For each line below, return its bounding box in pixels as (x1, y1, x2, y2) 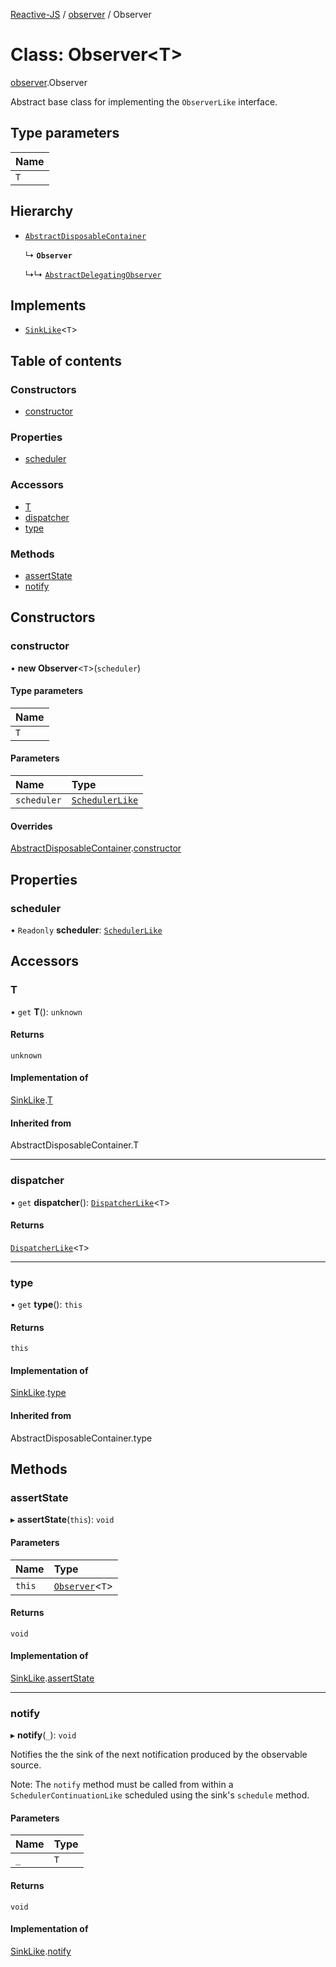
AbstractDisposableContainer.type (10, 1432, 153, 1444)
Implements (10, 297, 87, 314)
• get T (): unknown (10, 1005, 83, 1018)
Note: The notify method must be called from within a (10, 1779, 234, 1791)
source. (10, 1759, 42, 1771)
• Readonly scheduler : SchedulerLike (10, 924, 163, 936)
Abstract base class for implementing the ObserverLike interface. (10, 95, 278, 108)
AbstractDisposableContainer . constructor (10, 842, 182, 854)
